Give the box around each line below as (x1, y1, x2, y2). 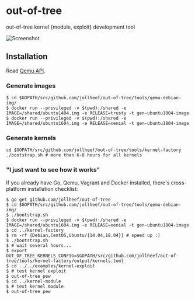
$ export (6, 247, 27, 253)
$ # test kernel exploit (6, 268, 67, 274)
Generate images (6, 82, 56, 90)
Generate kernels (6, 134, 57, 142)
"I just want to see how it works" (6, 166, 100, 174)
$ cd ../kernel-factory (6, 227, 64, 233)
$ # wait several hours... (6, 242, 72, 249)
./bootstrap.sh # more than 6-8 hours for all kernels (6, 152, 142, 158)
